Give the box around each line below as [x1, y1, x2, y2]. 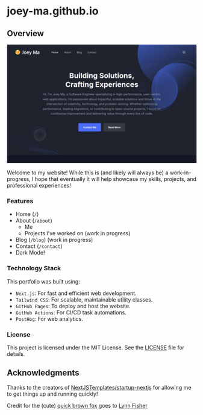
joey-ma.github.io [7, 4, 99, 18]
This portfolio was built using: [7, 277, 80, 285]
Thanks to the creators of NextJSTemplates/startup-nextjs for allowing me [7, 384, 192, 391]
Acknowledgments [7, 368, 80, 378]
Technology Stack [7, 264, 61, 273]
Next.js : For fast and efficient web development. [15, 290, 137, 297]
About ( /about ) [15, 217, 53, 224]
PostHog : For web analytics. [15, 315, 83, 322]
